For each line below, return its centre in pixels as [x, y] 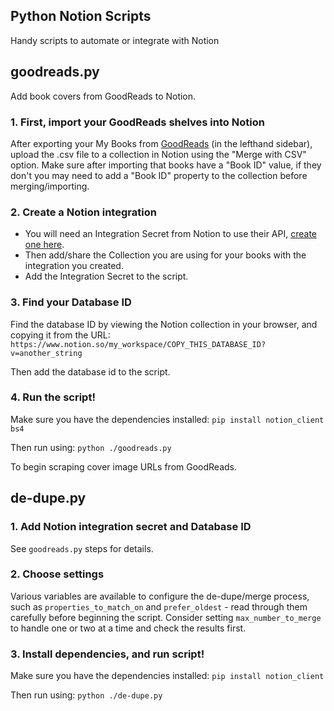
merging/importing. [50, 186]
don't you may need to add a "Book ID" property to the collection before [159, 175]
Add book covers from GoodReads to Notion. [103, 96]
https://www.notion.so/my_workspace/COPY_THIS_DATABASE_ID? [138, 344]
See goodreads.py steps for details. [82, 548]
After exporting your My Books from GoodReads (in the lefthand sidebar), [161, 143]
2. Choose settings [57, 574]
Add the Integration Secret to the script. [106, 276]
